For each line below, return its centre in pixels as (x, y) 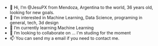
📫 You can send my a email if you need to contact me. (64, 38)
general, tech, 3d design (34, 23)
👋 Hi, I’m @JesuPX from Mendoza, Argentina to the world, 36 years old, (81, 7)
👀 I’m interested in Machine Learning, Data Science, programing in (76, 17)
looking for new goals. (32, 12)
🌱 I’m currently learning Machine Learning (52, 28)
